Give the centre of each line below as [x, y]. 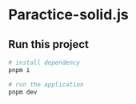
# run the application [46, 84]
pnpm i [19, 70]
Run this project [49, 44]
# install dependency [44, 62]
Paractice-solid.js [69, 15]
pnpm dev [23, 92]
